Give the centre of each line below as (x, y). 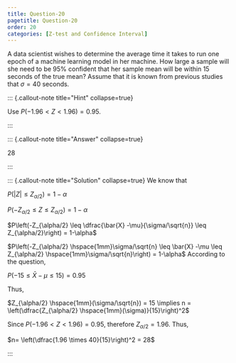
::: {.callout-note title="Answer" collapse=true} (75, 139)
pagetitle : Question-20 (43, 21)
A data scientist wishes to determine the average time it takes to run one (113, 54)
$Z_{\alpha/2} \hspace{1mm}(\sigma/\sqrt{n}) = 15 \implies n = (100, 303)
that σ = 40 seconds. (38, 84)
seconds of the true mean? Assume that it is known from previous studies (115, 77)
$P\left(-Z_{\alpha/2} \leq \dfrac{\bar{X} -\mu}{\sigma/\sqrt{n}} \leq (107, 225)
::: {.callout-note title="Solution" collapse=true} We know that (97, 180)
